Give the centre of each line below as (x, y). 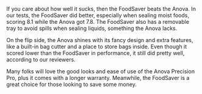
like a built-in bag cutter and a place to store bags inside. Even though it (97, 46)
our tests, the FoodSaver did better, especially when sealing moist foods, (98, 15)
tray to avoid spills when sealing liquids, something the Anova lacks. (92, 28)
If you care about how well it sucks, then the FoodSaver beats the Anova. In (101, 9)
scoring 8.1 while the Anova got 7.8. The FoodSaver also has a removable (98, 22)
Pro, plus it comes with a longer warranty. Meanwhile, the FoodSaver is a (98, 78)
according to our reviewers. (41, 60)
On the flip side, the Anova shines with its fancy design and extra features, (100, 40)
